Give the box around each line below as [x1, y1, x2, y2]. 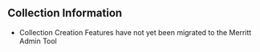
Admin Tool [18, 36, 58, 46]
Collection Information [7, 6, 123, 20]
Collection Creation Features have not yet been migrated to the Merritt [18, 27, 252, 37]
